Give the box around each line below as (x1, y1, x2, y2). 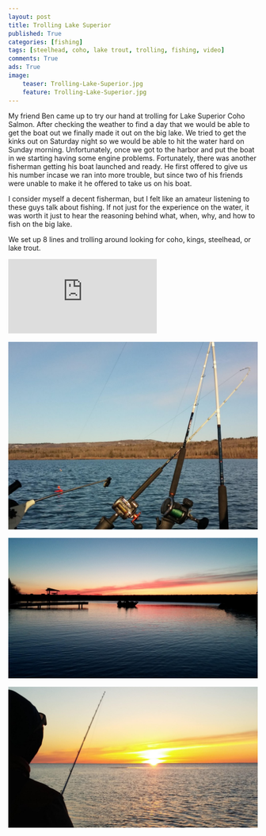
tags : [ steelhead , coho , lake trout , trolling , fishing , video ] (8, 46, 225, 55)
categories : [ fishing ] (8, 38, 83, 46)
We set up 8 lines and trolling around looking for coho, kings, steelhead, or (8, 234, 252, 244)
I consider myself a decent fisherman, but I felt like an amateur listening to (8, 194, 250, 203)
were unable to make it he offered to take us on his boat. (8, 179, 192, 188)
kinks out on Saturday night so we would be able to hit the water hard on (8, 136, 245, 146)
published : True (8, 29, 62, 37)
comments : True (8, 55, 59, 63)
